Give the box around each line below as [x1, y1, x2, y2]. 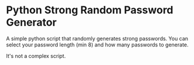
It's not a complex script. [6, 52, 66, 59]
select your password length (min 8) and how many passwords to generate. [6, 41, 189, 48]
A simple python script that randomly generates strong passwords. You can [6, 35, 189, 42]
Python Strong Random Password [6, 3, 174, 17]
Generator [6, 16, 57, 29]
